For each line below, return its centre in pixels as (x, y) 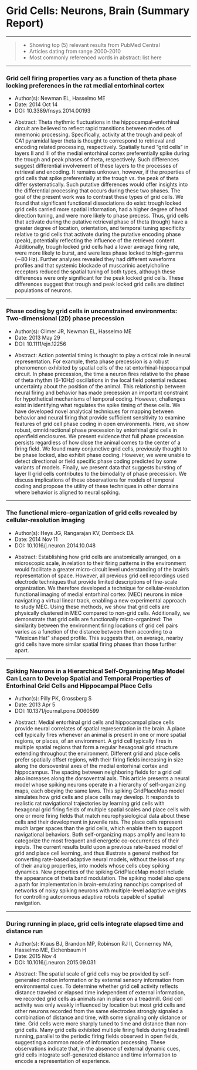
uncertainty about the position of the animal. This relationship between (100, 386)
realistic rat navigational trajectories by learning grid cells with (90, 803)
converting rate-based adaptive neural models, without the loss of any (99, 859)
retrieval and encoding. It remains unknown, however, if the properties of (103, 172)
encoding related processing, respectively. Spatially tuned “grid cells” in (101, 147)
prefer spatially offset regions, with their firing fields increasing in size (99, 760)
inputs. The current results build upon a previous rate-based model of (99, 847)
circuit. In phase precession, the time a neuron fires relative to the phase (102, 374)
